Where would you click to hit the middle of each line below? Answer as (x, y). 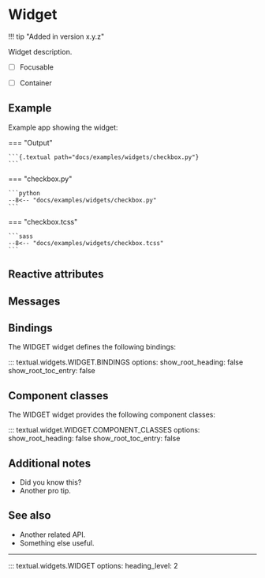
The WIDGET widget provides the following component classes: (112, 415)
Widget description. (40, 51)
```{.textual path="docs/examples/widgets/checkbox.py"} (104, 157)
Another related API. (52, 535)
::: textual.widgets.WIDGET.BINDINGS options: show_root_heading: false (126, 362)
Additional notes (50, 463)
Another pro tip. (45, 491)
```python (24, 193)
